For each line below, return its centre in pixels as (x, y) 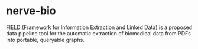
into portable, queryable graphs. (45, 40)
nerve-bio (31, 11)
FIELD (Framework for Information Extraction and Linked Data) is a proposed (99, 27)
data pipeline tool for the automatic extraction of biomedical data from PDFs (98, 33)
